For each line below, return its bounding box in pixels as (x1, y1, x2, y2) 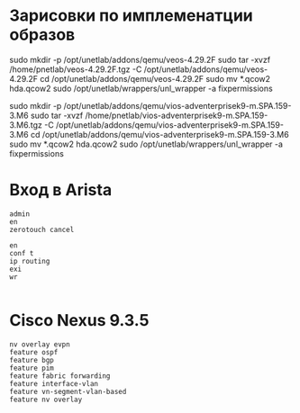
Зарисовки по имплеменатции (9, 5, 254, 26)
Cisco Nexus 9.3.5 (9, 310, 150, 331)
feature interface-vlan (9, 379, 99, 388)
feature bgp (9, 355, 54, 364)
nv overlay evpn (9, 339, 70, 349)
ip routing (9, 256, 50, 265)
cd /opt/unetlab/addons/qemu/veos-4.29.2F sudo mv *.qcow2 (40, 73, 271, 84)
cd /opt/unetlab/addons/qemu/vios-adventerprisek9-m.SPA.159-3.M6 (30, 129, 290, 139)
